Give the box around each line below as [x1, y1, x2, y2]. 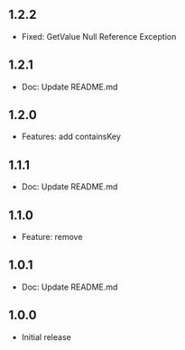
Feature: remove [21, 232, 83, 243]
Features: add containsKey [21, 131, 121, 143]
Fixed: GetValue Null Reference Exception [21, 31, 177, 41]
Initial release [21, 331, 71, 342]
